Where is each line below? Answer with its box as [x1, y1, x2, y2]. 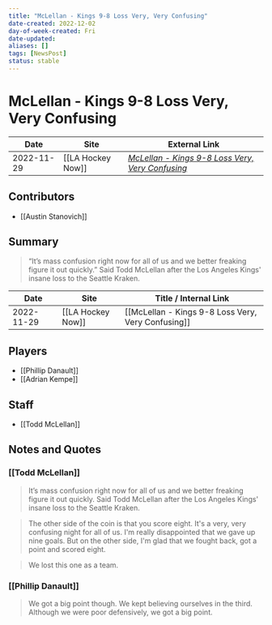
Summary [8, 235, 59, 249]
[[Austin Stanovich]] [19, 212, 87, 221]
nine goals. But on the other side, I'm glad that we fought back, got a [28, 536, 257, 546]
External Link [168, 139, 220, 150]
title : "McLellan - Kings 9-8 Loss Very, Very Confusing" [8, 11, 208, 20]
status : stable [8, 58, 60, 66]
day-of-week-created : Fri [8, 27, 96, 35]
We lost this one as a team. [28, 560, 119, 570]
